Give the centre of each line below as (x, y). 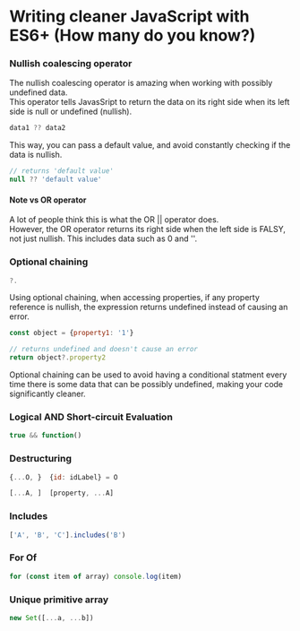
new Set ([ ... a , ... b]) (51, 618)
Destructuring (41, 459)
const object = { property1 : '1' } (72, 333)
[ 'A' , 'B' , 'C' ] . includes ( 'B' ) (68, 535)
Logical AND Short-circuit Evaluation (91, 417)
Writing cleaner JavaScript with (129, 17)
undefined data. (39, 92)
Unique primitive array (59, 600)
